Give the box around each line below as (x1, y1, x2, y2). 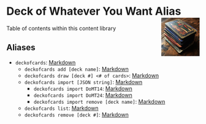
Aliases (6, 42, 36, 53)
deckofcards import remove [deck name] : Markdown (33, 98, 166, 105)
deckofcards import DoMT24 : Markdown (33, 91, 133, 99)
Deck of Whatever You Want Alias (6, 4, 181, 18)
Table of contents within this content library (6, 25, 116, 32)
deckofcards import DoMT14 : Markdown (33, 85, 133, 92)
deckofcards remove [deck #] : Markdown (24, 110, 129, 118)
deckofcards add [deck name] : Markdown (24, 65, 129, 72)
